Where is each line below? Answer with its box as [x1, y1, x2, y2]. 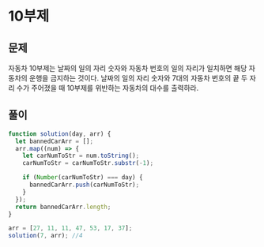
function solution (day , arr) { [8, 129, 111, 138]
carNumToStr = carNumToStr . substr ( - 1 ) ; [22, 159, 154, 167]
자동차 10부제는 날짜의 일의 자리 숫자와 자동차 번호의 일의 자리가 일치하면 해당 [8, 64, 247, 73]
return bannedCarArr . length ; [15, 203, 111, 211]
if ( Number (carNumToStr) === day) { [22, 174, 144, 182]
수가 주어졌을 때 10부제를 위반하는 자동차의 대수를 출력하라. [16, 84, 199, 92]
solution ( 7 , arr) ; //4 [8, 232, 83, 240]
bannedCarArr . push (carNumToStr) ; [28, 181, 140, 189]
